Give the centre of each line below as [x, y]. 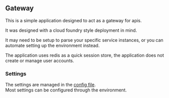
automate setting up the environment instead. [52, 45]
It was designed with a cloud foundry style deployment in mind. [71, 30]
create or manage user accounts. [40, 61]
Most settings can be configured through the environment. [66, 90]
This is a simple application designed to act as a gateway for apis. [74, 20]
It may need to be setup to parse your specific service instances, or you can [84, 40]
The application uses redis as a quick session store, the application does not [85, 55]
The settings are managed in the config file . [50, 85]
